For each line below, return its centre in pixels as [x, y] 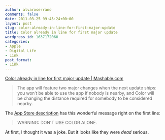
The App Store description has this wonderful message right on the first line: [83, 113]
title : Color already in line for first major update [62, 32]
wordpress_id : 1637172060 [32, 37]
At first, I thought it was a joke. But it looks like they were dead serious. [77, 132]
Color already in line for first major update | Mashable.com [64, 79]
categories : [17, 42]
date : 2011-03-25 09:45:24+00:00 [39, 19]
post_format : [18, 60]
